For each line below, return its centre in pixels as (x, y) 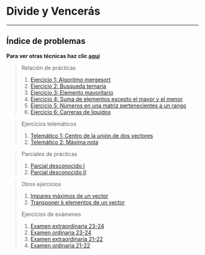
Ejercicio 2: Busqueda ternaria (68, 86)
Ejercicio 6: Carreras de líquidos (70, 112)
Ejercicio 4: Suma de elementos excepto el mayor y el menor (106, 99)
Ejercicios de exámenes (51, 214)
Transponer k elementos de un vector (77, 202)
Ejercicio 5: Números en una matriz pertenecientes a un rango (108, 106)
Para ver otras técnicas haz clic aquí (53, 56)
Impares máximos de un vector (69, 196)
